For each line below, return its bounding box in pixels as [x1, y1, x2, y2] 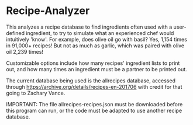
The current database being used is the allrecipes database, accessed [6, 77, 175, 84]
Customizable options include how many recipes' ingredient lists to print [6, 60, 180, 67]
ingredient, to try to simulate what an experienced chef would [26, 29, 174, 36]
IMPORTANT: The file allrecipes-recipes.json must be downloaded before [6, 100, 183, 107]
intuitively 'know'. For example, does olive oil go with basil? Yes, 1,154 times [6, 36, 187, 43]
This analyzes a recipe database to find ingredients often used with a [6, 23, 173, 30]
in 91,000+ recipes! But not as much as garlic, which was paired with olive [6, 42, 185, 49]
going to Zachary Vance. [6, 89, 66, 96]
